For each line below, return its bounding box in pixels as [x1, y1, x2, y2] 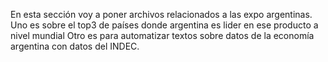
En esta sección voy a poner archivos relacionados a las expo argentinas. [10, 9, 313, 20]
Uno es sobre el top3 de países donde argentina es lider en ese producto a [10, 19, 319, 31]
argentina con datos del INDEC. [10, 40, 140, 52]
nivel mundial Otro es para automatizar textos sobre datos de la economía [10, 30, 315, 41]
